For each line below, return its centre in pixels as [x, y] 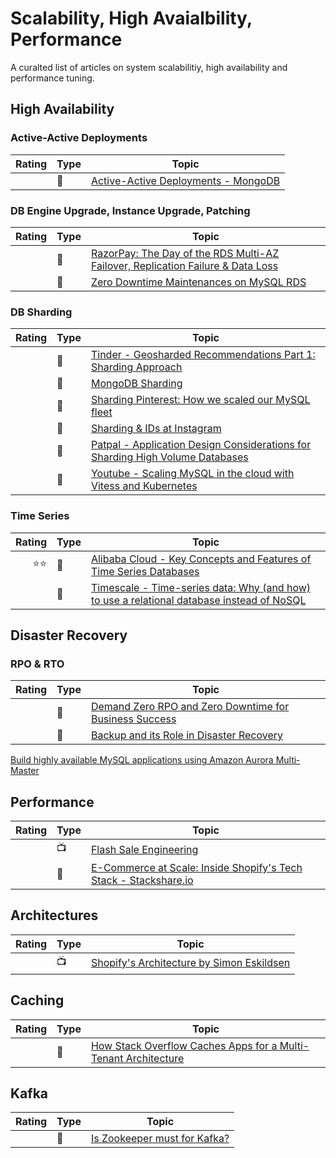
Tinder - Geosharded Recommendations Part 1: [203, 355]
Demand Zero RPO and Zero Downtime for [190, 707]
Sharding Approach [136, 367]
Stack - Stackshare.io [142, 880]
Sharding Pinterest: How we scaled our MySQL [200, 400]
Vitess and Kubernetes [144, 486]
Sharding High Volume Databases [169, 457]
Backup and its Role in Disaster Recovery [186, 735]
